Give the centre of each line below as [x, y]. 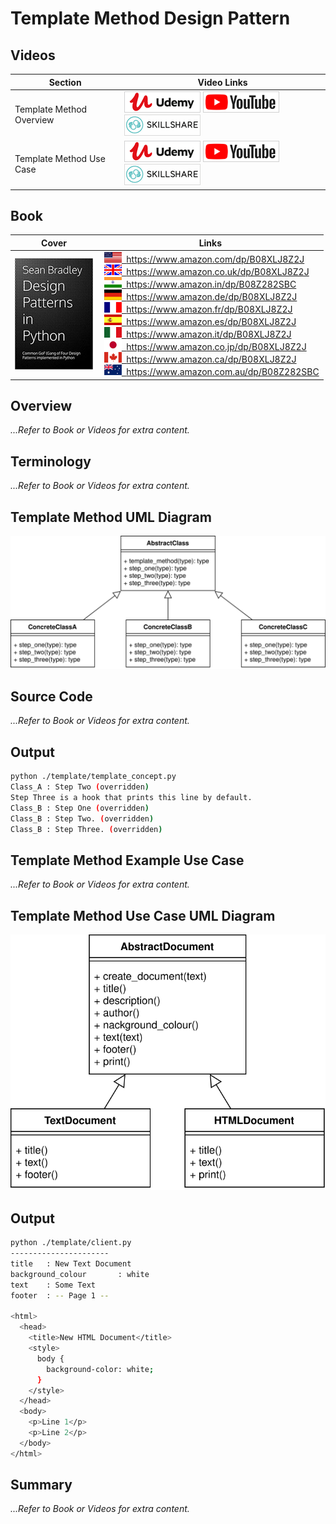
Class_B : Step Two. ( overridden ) [82, 818]
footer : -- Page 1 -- [60, 1295]
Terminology [51, 461]
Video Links [222, 82]
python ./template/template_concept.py [93, 777]
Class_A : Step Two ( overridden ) [80, 787]
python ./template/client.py [71, 1243]
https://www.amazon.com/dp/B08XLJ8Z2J [215, 259]
